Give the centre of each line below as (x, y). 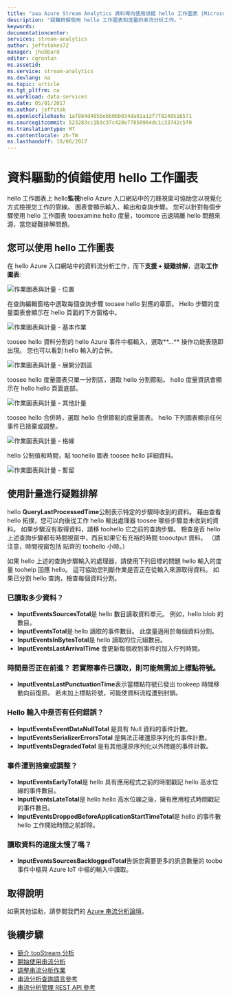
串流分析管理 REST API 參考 (56, 987)
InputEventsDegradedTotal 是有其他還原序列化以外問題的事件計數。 (114, 746)
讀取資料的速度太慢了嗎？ (49, 844)
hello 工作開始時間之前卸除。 (58, 825)
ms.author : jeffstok (37, 110)
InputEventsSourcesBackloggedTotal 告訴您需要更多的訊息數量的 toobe (120, 861)
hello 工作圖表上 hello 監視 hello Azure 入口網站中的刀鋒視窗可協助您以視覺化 (114, 198)
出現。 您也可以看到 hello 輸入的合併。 (62, 350)
